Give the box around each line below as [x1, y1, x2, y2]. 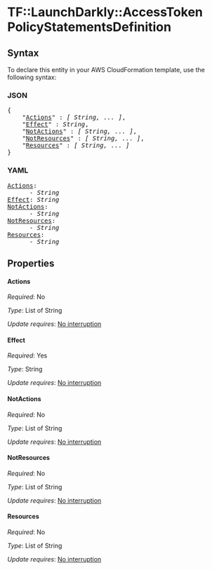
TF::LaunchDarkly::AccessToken [7, 4, 204, 20]
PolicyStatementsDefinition [7, 19, 172, 35]
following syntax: [7, 73, 57, 81]
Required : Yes [7, 351, 48, 360]
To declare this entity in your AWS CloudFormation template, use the [7, 66, 205, 74]
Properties [7, 257, 55, 269]
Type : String [7, 365, 43, 374]
